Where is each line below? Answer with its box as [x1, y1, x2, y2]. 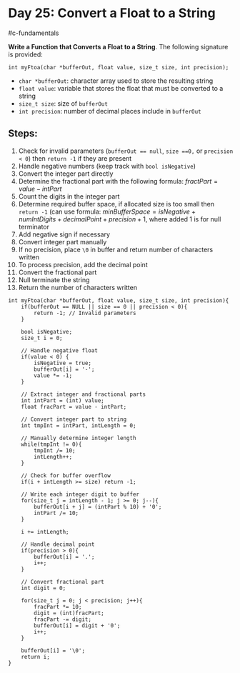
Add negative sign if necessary [18, 230, 110, 239]
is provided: [8, 50, 44, 59]
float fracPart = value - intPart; [21, 403, 127, 410]
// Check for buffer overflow [21, 472, 111, 479]
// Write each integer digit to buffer [21, 491, 140, 498]
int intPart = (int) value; [21, 397, 104, 404]
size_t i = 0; [21, 334, 63, 342]
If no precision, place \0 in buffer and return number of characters [18, 245, 214, 254]
